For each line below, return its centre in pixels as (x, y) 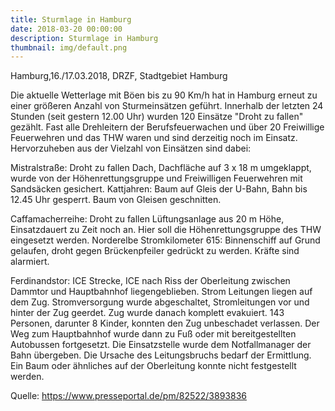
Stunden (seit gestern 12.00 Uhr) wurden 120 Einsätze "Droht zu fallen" (157, 117)
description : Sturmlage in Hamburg (84, 38)
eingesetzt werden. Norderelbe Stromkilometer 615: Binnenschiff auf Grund (165, 240)
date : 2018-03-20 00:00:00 (66, 29)
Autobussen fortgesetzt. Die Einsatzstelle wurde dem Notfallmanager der (161, 345)
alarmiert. (30, 262)
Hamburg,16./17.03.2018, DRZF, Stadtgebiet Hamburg (119, 76)
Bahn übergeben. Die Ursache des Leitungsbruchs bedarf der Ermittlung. (161, 355)
